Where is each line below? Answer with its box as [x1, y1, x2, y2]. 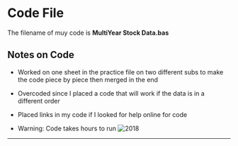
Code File [7, 5, 64, 21]
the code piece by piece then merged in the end [17, 75, 158, 84]
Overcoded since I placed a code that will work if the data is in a [17, 89, 205, 97]
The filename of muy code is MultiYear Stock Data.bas [7, 28, 169, 37]
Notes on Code [7, 49, 74, 61]
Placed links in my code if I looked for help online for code [17, 110, 188, 118]
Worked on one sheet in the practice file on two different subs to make [17, 67, 224, 76]
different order [17, 96, 60, 105]
